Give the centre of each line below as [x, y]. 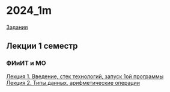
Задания [17, 27]
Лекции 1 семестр [42, 46]
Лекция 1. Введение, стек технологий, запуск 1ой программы [85, 76]
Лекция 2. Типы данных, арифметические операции [73, 82]
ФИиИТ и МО [26, 63]
